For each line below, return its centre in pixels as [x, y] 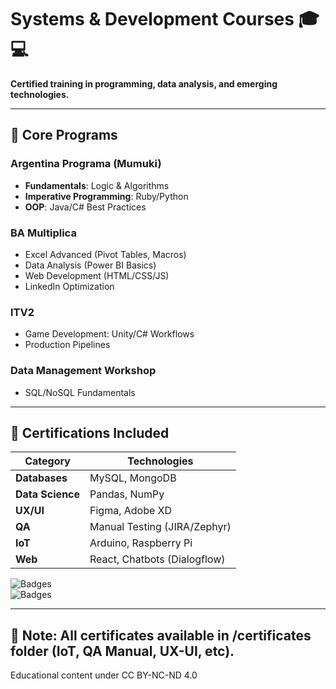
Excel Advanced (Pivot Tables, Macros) [105, 254]
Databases [41, 478]
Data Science [48, 494]
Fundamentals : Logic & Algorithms [97, 185]
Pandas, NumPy [127, 494]
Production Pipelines [67, 345]
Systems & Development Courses [152, 19]
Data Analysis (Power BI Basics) [90, 265]
